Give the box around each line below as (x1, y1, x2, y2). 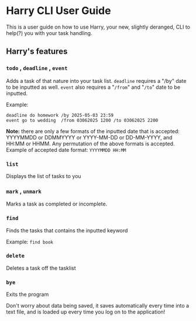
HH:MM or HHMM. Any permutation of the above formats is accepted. (6, 140, 175, 147)
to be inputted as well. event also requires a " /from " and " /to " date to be (6, 83, 180, 90)
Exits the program (6, 291, 49, 298)
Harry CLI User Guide (6, 4, 111, 18)
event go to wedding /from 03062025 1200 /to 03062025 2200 (6, 117, 159, 123)
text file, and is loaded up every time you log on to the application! (6, 308, 166, 316)
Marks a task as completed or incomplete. (6, 200, 108, 208)
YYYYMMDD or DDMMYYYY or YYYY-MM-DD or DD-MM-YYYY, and (6, 134, 173, 141)
